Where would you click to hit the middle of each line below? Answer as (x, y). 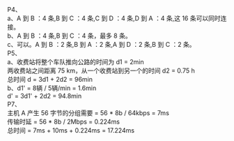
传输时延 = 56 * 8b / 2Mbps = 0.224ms (64, 121)
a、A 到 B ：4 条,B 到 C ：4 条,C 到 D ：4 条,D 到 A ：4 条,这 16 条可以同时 (114, 18)
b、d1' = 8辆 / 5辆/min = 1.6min (52, 88)
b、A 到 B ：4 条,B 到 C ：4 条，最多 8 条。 (69, 36)
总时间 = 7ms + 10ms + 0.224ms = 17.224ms (71, 130)
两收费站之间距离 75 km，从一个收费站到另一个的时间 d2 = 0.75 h (101, 70)
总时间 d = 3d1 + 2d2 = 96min (50, 79)
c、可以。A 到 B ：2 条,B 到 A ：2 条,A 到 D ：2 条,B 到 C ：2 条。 (102, 44)
